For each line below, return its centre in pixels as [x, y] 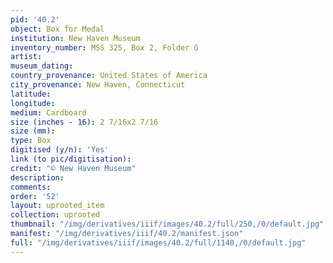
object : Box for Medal [57, 29]
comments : [31, 187]
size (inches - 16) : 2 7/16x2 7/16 [84, 122]
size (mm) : [33, 131]
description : [37, 177]
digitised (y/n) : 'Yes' [60, 150]
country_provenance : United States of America [109, 76]
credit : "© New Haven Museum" [73, 168]
